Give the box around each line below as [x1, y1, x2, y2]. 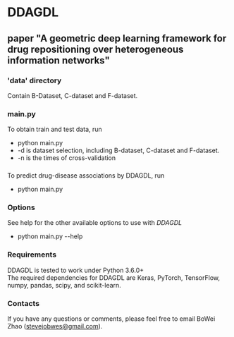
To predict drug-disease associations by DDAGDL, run [7, 171, 165, 180]
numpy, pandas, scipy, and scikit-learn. [7, 281, 121, 289]
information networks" [7, 54, 111, 66]
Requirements [7, 250, 57, 259]
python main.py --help [17, 232, 83, 240]
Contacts [7, 298, 40, 308]
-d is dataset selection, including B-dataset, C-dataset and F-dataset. [17, 146, 220, 155]
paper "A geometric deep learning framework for [7, 32, 227, 44]
